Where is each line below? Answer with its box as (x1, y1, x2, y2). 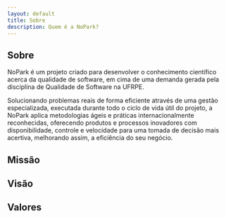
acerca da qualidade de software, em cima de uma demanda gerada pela (7, 75, 220, 84)
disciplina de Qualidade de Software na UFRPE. (7, 83, 144, 91)
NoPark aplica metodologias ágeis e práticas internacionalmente (7, 111, 195, 120)
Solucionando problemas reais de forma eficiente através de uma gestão (7, 96, 218, 105)
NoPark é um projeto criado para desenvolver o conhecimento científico (7, 68, 217, 76)
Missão (7, 154, 40, 165)
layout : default (7, 10, 55, 18)
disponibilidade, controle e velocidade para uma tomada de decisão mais (7, 126, 220, 135)
